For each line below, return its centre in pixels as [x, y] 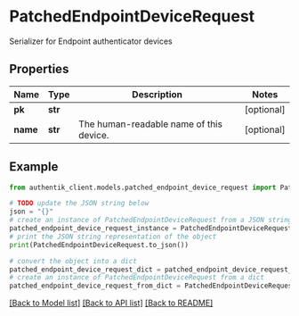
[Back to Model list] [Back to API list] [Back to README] [111, 303]
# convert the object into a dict [73, 261]
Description [158, 94]
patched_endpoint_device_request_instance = [93, 229]
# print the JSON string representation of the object [113, 237]
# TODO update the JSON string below [79, 204]
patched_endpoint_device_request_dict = [85, 270]
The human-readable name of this [150, 124]
